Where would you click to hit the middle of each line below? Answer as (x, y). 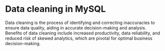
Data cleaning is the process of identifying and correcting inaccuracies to (80, 23)
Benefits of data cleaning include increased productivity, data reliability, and (82, 33)
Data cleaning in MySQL (55, 9)
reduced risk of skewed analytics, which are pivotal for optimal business (79, 38)
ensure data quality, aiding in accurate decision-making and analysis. (76, 27)
